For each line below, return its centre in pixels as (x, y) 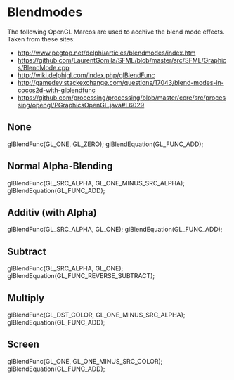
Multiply (26, 298)
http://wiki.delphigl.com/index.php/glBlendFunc (86, 75)
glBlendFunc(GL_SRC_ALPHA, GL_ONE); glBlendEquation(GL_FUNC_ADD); (115, 230)
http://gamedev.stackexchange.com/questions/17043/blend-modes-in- (121, 82)
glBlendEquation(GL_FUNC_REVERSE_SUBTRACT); (81, 276)
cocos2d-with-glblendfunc (57, 90)
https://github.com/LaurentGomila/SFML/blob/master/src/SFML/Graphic (122, 60)
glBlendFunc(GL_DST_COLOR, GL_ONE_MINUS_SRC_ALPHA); (96, 315)
